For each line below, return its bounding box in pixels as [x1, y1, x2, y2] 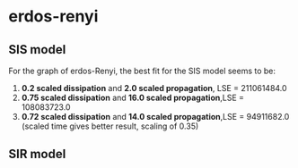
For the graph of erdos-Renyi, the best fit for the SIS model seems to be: [8, 65, 276, 76]
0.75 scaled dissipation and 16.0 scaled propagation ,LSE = [21, 92, 244, 103]
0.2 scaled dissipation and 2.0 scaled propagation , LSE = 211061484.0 [21, 83, 288, 93]
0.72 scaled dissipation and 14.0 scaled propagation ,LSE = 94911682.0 [21, 112, 290, 122]
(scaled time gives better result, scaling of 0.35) [21, 121, 199, 131]
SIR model [8, 147, 66, 162]
